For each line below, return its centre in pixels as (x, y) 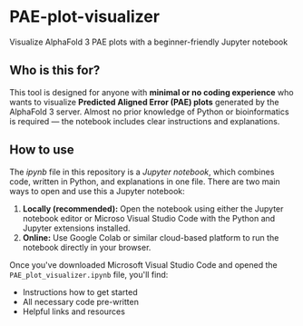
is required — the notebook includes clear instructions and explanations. (145, 121)
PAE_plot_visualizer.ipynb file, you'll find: (89, 274)
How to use (42, 150)
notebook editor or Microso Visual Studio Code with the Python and (149, 218)
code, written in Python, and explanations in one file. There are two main (145, 181)
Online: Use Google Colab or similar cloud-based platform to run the (151, 237)
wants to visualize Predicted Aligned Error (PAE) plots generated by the (144, 102)
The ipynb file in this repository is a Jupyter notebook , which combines (142, 172)
